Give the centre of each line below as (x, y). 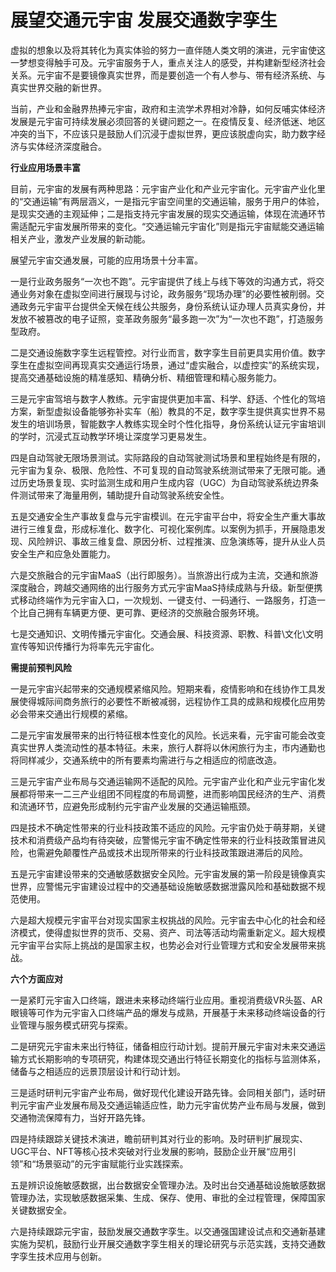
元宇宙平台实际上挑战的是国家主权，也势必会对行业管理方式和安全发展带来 (163, 945)
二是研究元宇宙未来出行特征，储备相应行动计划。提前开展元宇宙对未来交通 (163, 1046)
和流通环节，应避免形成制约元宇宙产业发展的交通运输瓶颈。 (133, 806)
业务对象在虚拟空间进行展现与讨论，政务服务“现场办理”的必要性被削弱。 (167, 293)
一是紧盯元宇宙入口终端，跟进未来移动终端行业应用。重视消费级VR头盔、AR (166, 1000)
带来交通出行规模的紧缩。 (80, 713)
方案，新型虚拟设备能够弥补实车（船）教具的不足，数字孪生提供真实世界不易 (168, 411)
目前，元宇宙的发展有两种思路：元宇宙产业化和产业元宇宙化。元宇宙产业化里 (168, 188)
